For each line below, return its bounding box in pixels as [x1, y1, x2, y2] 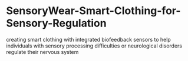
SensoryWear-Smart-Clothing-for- [6, 4, 181, 18]
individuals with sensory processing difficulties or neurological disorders [6, 42, 183, 49]
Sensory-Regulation [6, 16, 107, 30]
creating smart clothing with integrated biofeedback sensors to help [6, 36, 171, 43]
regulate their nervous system [6, 48, 79, 55]
